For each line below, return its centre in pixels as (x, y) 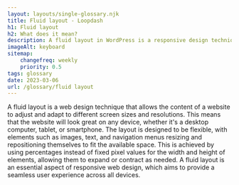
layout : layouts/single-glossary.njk (63, 14)
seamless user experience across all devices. (74, 175)
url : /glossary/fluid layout (51, 87)
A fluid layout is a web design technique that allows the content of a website (119, 107)
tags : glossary (30, 73)
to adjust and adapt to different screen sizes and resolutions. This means (114, 115)
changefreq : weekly (49, 60)
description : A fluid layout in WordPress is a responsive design (108, 41)
